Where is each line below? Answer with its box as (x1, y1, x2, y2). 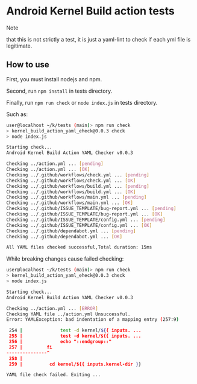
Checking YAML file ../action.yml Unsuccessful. (6, 311, 131, 317)
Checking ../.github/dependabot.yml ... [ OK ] (6, 234, 122, 240)
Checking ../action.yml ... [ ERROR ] (6, 305, 98, 311)
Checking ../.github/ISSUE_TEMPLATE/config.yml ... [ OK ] (6, 222, 152, 228)
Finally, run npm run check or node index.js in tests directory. (6, 99, 158, 106)
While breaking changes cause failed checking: (6, 255, 124, 262)
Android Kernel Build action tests (6, 4, 175, 18)
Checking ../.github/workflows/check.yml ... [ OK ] (6, 178, 136, 184)
